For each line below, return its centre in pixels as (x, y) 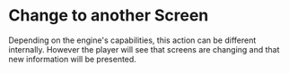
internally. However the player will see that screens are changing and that (144, 49)
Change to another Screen (109, 16)
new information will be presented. (72, 59)
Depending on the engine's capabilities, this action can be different (132, 40)
